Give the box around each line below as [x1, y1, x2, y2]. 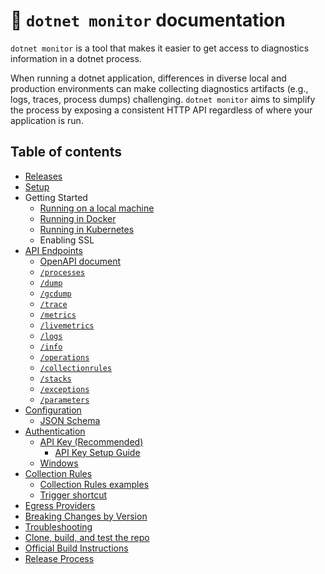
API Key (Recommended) [39, 435, 144, 448]
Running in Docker [39, 212, 117, 224]
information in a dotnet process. [10, 52, 142, 64]
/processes [39, 267, 86, 278]
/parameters [39, 395, 90, 405]
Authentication [24, 425, 86, 437]
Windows [39, 457, 79, 469]
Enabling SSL [39, 234, 95, 246]
